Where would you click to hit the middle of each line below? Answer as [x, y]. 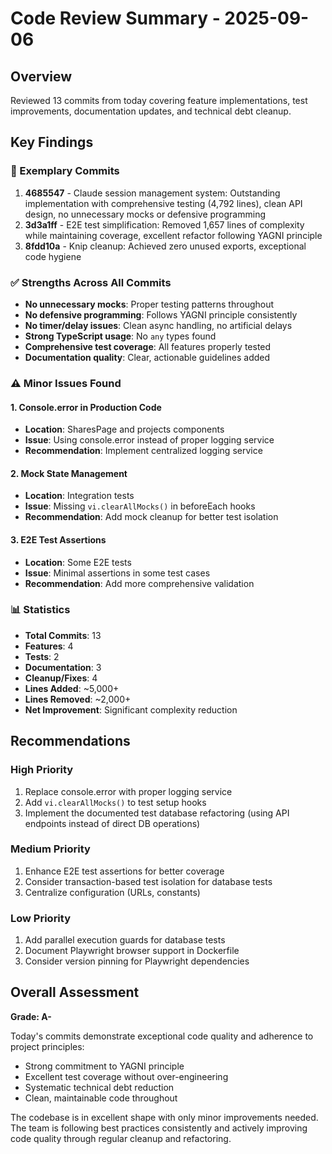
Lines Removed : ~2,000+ [78, 699]
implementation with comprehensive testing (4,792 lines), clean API [163, 203]
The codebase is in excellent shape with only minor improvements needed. [164, 1117]
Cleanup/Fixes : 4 [61, 678]
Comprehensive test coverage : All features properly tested [148, 346]
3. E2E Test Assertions [58, 539]
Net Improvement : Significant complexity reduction [131, 709]
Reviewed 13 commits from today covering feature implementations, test [159, 100]
